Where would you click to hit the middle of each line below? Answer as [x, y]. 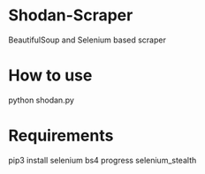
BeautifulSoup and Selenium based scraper [87, 40]
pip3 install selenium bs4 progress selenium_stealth [102, 160]
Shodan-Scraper [71, 15]
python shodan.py [41, 100]
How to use [50, 76]
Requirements [61, 136]
